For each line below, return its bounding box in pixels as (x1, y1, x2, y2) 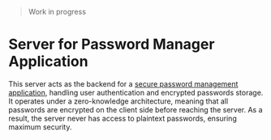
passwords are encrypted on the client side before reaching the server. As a (8, 104, 263, 114)
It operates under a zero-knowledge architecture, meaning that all (8, 96, 229, 106)
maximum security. (8, 121, 72, 132)
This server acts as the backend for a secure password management (8, 78, 239, 88)
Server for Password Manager (8, 36, 215, 53)
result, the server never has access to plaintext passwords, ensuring (8, 113, 237, 123)
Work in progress (28, 7, 87, 16)
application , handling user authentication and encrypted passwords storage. (8, 87, 264, 97)
